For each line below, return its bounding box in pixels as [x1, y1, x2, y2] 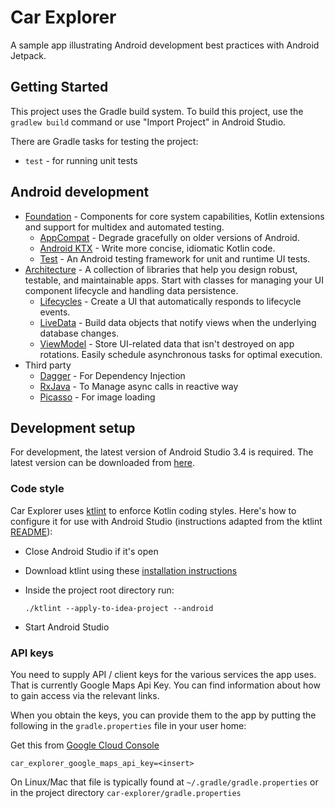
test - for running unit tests [24, 154, 138, 166]
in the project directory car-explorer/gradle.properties [10, 786, 242, 798]
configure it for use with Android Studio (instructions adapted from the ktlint [10, 515, 323, 527]
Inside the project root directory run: [24, 584, 175, 596]
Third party [24, 359, 72, 371]
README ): [10, 526, 53, 538]
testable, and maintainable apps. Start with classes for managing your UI [24, 274, 325, 286]
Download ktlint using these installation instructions [24, 564, 238, 576]
